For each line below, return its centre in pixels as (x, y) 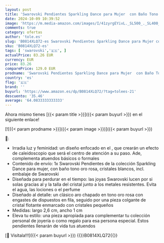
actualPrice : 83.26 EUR (29, 55)
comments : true (20, 28)
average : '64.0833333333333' (35, 101)
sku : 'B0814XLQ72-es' (27, 46)
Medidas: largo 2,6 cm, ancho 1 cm (47, 210)
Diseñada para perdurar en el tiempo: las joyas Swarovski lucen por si (82, 179)
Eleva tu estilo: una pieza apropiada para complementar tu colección (81, 216)
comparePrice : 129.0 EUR (30, 69)
